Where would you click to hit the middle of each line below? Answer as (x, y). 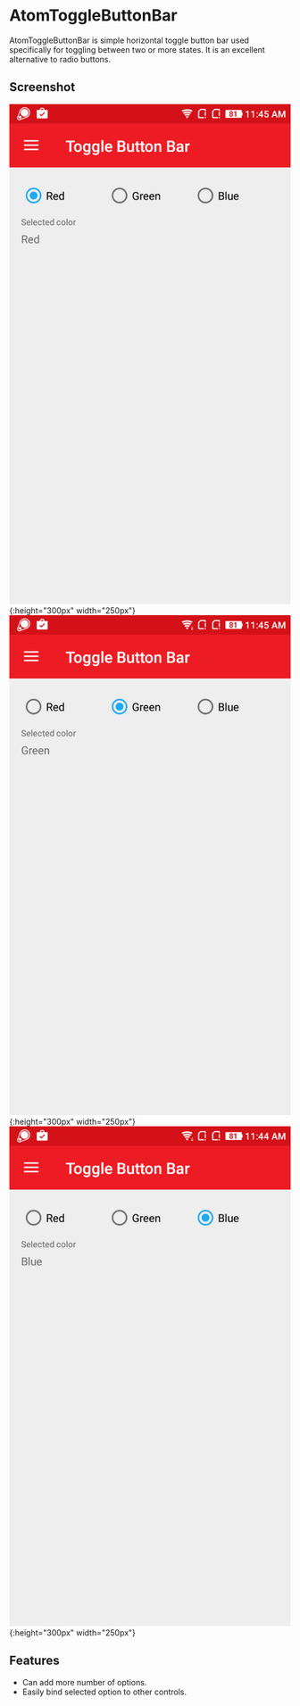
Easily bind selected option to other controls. (104, 1692)
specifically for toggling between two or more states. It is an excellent (137, 49)
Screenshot (42, 87)
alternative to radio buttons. (60, 59)
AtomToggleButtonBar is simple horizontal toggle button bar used (129, 40)
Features (34, 1661)
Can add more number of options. (84, 1682)
